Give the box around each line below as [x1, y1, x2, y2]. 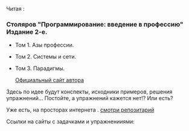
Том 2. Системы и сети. [14, 53, 77, 60]
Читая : [6, 5, 25, 12]
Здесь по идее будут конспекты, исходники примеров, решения [6, 88, 173, 95]
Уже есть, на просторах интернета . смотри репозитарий [6, 106, 155, 113]
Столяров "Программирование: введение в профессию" [6, 20, 184, 28]
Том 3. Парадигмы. [14, 65, 65, 72]
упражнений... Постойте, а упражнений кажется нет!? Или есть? [6, 95, 173, 102]
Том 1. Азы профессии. [14, 42, 74, 49]
